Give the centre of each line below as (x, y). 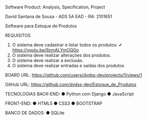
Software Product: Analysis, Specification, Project (55, 7)
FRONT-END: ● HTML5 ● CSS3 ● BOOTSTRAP (54, 103)
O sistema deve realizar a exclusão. (48, 60)
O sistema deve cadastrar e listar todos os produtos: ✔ (67, 45)
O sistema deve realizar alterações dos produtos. (62, 55)
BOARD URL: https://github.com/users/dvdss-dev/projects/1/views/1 (74, 75)
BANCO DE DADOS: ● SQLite (35, 113)
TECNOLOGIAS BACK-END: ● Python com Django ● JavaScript (70, 94)
